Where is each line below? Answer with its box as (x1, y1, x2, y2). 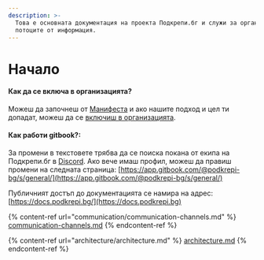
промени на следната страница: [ (8, 165, 121, 174)
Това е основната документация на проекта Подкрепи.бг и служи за (15, 19, 237, 27)
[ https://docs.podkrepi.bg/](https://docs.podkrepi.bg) (8, 196, 182, 206)
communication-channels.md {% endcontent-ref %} (8, 220, 178, 229)
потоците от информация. (15, 26, 97, 34)
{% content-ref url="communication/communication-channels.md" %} (8, 212, 237, 221)
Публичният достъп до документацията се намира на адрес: (8, 188, 214, 198)
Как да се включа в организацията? (8, 87, 132, 96)
